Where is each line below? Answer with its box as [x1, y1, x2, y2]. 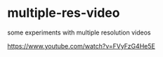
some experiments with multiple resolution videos [7, 28, 151, 37]
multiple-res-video [7, 5, 120, 21]
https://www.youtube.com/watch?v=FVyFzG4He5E [7, 42, 156, 50]
